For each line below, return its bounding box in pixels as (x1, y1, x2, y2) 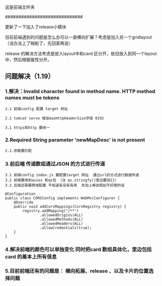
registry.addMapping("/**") (22, 208, 79, 214)
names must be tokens (5, 94, 59, 101)
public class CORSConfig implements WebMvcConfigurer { (5, 196, 120, 201)
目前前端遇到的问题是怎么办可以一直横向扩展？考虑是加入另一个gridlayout (5, 34, 152, 40)
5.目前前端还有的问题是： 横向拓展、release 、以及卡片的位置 (5, 268, 149, 274)
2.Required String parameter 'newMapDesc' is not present (5, 136, 145, 143)
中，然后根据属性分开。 (5, 57, 52, 62)
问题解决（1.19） (5, 72, 55, 81)
